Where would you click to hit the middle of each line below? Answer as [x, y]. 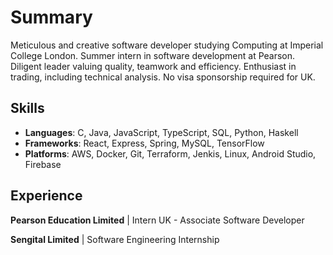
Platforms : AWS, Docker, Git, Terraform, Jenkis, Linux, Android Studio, [170, 153]
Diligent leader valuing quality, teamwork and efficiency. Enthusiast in [153, 66]
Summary [51, 17]
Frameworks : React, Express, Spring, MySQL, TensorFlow [144, 143]
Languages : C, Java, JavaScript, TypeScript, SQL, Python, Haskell [161, 132]
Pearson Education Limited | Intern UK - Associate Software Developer [157, 220]
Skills [27, 108]
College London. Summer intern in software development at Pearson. [153, 55]
